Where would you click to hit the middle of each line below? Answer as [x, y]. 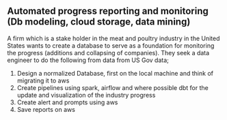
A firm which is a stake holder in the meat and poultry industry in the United [113, 38]
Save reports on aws [46, 109]
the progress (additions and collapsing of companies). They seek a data [108, 52]
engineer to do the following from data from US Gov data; [88, 60]
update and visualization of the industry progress [86, 95]
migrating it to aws [43, 80]
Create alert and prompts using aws [67, 102]
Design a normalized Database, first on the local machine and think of [115, 73]
